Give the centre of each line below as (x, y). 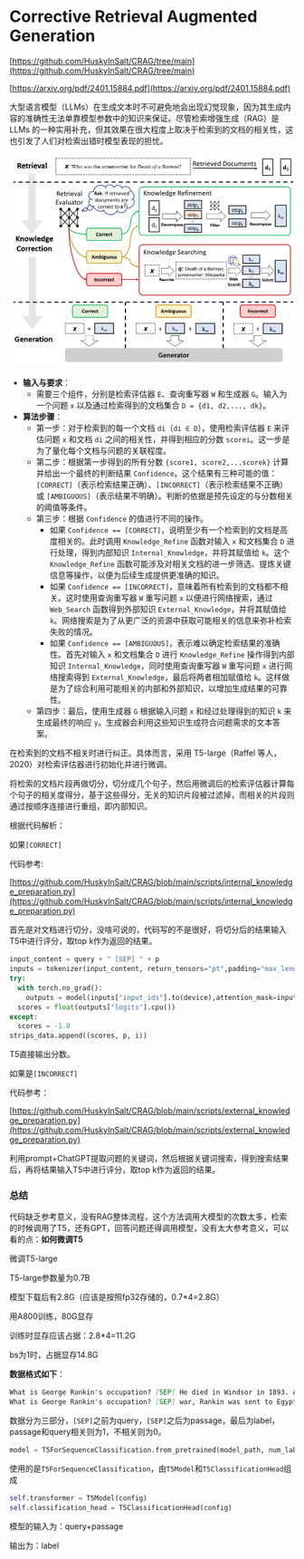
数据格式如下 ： (37, 1374)
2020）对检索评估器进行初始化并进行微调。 (90, 765)
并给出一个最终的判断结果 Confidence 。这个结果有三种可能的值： (157, 474)
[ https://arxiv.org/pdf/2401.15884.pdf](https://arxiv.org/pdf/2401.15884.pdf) (150, 88)
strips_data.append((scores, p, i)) (78, 1036)
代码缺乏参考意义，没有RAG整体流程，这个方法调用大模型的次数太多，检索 (148, 1217)
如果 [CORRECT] (36, 845)
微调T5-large (33, 1259)
